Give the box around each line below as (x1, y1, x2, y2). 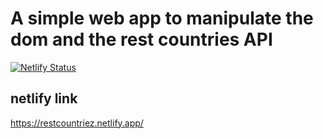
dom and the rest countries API (10, 28, 273, 51)
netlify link (10, 90, 78, 107)
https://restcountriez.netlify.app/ (10, 117, 144, 129)
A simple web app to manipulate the (10, 7, 314, 30)
